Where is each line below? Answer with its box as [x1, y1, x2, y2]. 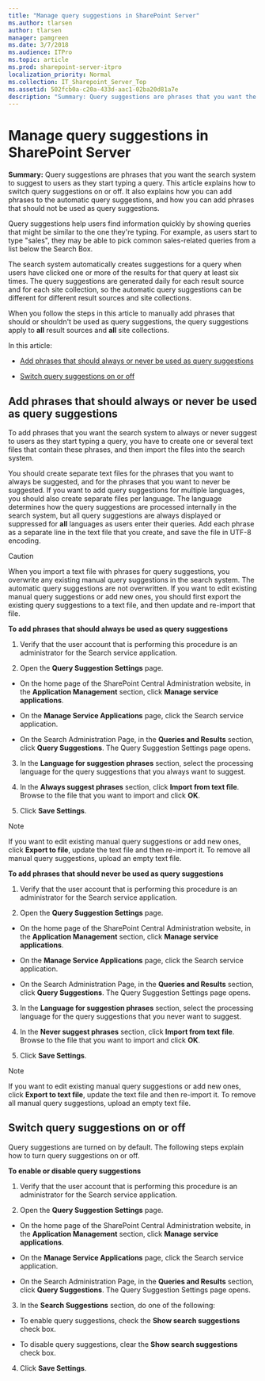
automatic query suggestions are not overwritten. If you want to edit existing [8, 583, 257, 593]
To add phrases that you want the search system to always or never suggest [8, 428, 257, 437]
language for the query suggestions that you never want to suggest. [19, 1012, 242, 1021]
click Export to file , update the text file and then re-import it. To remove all [8, 845, 251, 855]
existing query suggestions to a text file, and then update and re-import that [8, 600, 256, 610]
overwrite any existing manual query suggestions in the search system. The [8, 576, 255, 584]
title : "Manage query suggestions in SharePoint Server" [8, 11, 200, 20]
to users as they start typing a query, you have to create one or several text [8, 437, 253, 446]
